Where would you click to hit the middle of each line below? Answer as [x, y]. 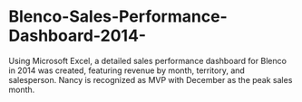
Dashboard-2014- [78, 36]
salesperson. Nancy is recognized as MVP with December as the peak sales [151, 79]
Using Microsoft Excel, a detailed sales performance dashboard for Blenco [148, 60]
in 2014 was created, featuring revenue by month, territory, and [127, 70]
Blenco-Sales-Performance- [118, 17]
